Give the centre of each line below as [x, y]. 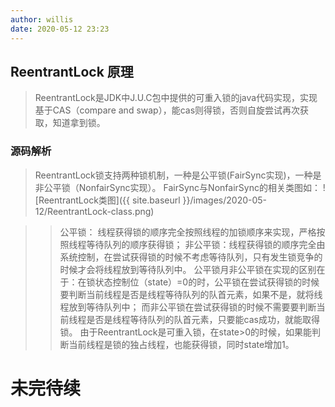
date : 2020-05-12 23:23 [60, 29]
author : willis [42, 19]
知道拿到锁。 [79, 123]
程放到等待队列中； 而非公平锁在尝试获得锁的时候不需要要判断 [188, 307]
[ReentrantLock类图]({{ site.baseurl [107, 200]
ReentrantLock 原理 [72, 71]
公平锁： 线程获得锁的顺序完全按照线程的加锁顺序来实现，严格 [188, 232]
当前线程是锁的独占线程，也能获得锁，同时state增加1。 [181, 344]
